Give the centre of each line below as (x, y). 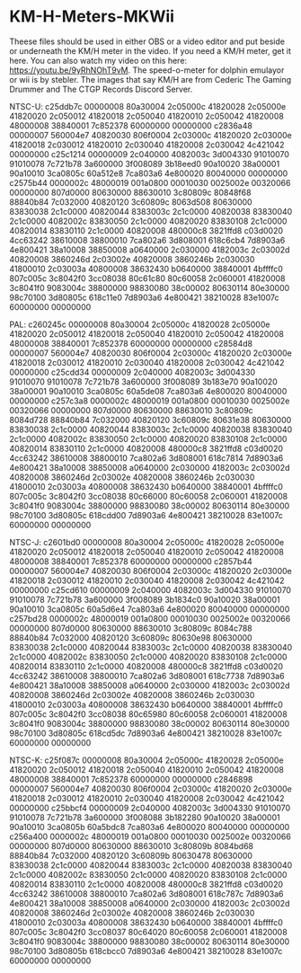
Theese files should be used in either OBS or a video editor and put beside (147, 41)
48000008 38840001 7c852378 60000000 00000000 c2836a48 (131, 125)
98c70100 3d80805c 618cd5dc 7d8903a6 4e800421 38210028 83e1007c (146, 733)
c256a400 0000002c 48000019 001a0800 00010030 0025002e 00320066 (150, 836)
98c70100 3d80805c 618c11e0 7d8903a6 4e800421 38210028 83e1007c (144, 297)
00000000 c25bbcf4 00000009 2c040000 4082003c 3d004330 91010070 (150, 808)
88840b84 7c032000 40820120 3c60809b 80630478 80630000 (131, 855)
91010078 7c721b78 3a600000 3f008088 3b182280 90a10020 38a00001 (145, 817)
